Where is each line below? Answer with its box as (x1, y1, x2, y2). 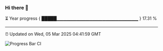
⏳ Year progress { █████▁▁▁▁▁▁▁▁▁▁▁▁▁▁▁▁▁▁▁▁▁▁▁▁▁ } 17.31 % (5, 15, 157, 21)
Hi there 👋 (5, 4, 29, 11)
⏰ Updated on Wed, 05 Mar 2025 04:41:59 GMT (5, 31, 101, 37)
